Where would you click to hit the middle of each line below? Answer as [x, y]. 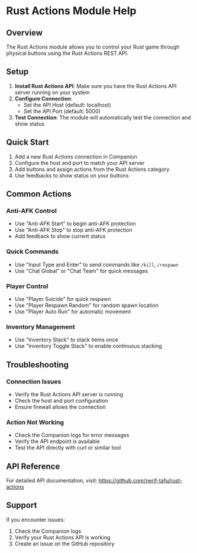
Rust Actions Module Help [71, 11]
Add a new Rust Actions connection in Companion [76, 156]
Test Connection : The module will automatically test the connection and [103, 117]
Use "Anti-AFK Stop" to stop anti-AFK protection [73, 230]
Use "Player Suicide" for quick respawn [63, 299]
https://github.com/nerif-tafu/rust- [140, 481]
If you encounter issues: [35, 519]
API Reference [33, 466]
